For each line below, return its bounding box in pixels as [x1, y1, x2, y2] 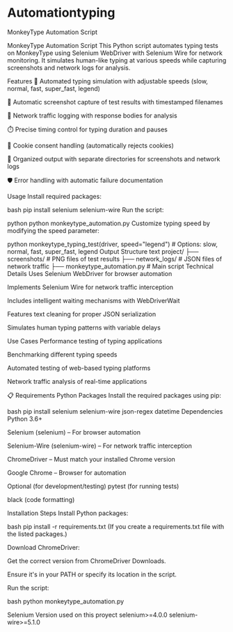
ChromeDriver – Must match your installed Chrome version [7, 455, 176, 463]
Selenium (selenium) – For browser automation [7, 428, 141, 436]
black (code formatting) [7, 495, 75, 503]
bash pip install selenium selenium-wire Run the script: [7, 205, 164, 213]
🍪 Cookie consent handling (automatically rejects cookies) [7, 141, 174, 149]
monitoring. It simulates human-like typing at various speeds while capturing [7, 56, 227, 64]
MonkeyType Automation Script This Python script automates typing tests [7, 41, 219, 49]
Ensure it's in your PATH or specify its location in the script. [7, 570, 177, 578]
